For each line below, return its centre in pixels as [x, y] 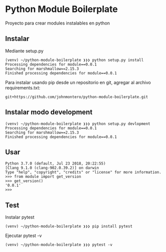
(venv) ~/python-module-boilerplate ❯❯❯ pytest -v [59, 245]
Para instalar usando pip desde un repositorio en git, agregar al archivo [78, 82]
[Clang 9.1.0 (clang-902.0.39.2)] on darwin [52, 168]
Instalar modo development [49, 112]
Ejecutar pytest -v [24, 235]
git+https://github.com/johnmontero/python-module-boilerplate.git [77, 97]
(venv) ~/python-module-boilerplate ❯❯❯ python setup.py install [74, 60]
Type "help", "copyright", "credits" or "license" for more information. [83, 172]
